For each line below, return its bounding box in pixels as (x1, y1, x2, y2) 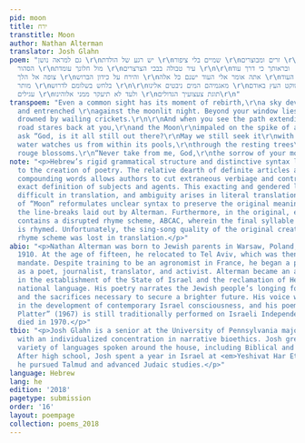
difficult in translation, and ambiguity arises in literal (17, 191, 250, 200)
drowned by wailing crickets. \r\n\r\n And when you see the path (17, 115, 266, 124)
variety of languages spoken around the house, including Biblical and (17, 343, 295, 352)
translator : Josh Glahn (9, 47, 100, 56)
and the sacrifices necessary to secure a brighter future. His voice (17, 292, 290, 301)
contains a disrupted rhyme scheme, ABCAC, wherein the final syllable (17, 216, 295, 226)
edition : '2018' (9, 386, 71, 395)
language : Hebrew (9, 368, 75, 378)
